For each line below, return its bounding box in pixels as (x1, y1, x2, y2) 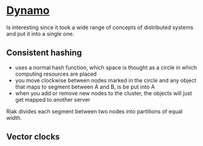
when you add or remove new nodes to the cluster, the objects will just (15, 89, 193, 97)
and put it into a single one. (6, 30, 75, 37)
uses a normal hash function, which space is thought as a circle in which (15, 64, 198, 71)
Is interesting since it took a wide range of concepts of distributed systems (6, 24, 193, 31)
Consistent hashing (6, 48, 82, 58)
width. (6, 114, 22, 121)
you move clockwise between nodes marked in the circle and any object (15, 76, 196, 84)
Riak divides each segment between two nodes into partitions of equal (6, 107, 183, 115)
